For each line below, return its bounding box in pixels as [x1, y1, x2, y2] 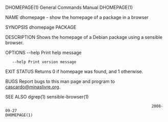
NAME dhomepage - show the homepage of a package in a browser [5, 14, 149, 20]
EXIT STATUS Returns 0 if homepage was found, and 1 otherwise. [5, 69, 143, 74]
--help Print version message [12, 59, 77, 65]
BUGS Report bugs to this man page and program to [5, 78, 115, 84]
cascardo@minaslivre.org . [5, 84, 61, 90]
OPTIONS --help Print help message [5, 50, 82, 55]
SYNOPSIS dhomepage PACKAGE [5, 24, 77, 30]
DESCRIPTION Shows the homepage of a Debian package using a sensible [5, 34, 162, 40]
